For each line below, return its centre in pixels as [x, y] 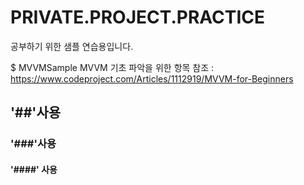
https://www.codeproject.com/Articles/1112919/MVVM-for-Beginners [152, 78]
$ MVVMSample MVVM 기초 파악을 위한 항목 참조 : [112, 67]
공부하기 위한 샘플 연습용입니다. [72, 46]
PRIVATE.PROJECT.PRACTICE [138, 17]
